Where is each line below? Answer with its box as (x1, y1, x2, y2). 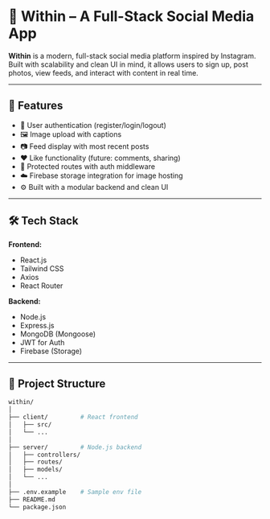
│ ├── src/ (8, 421, 52, 429)
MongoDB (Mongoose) (19, 329, 96, 339)
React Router (19, 281, 63, 290)
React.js (19, 255, 47, 265)
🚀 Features (8, 99, 63, 113)
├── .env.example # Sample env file (8, 488, 142, 496)
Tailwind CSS (19, 263, 64, 273)
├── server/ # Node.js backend (8, 443, 142, 451)
